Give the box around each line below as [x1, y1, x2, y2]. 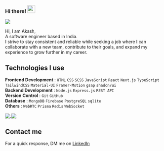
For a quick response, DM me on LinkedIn [5, 141, 90, 147]
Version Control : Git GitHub [5, 93, 63, 99]
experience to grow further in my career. [5, 50, 87, 55]
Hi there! [5, 7, 27, 14]
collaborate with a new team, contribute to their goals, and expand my [5, 44, 148, 50]
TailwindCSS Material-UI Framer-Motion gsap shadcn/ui [5, 83, 117, 88]
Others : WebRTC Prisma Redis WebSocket [5, 103, 85, 109]
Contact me [5, 127, 42, 136]
